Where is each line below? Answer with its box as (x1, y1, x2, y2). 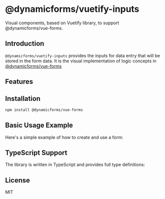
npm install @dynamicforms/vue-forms (5, 107, 83, 112)
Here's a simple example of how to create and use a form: (5, 134, 123, 140)
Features (5, 78, 33, 86)
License (5, 176, 30, 184)
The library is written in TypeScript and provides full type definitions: (5, 162, 145, 168)
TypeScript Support (5, 149, 68, 157)
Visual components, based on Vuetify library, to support (5, 20, 119, 26)
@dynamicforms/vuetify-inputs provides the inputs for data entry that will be (5, 52, 160, 58)
